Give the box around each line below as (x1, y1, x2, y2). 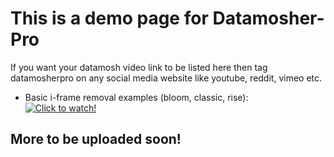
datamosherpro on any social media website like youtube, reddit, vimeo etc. (10, 72, 323, 84)
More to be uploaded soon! (10, 131, 182, 148)
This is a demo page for (10, 7, 209, 30)
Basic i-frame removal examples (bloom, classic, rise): (24, 91, 249, 103)
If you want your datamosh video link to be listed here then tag (10, 61, 268, 73)
